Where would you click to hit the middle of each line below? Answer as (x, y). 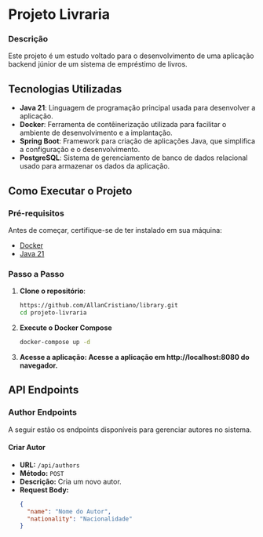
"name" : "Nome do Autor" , (69, 511)
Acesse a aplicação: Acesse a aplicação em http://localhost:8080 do (134, 357)
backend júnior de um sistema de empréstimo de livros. (98, 64)
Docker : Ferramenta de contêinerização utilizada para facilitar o (123, 125)
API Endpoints (44, 390)
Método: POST (42, 473)
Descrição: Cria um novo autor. (70, 481)
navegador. (38, 365)
